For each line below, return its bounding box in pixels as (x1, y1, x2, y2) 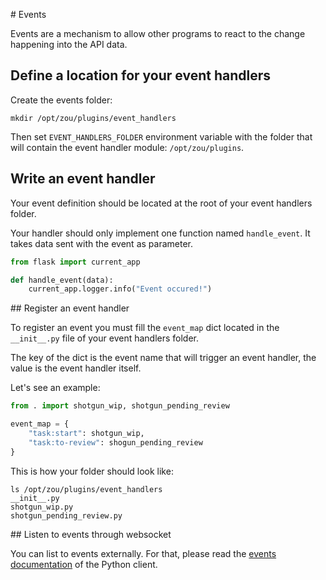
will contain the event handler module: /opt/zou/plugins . (10, 141, 245, 153)
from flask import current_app (10, 257, 141, 267)
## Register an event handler (10, 302, 130, 314)
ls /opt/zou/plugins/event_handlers (10, 484, 163, 494)
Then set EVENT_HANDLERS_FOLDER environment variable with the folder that (10, 130, 313, 143)
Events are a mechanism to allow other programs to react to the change (10, 28, 306, 39)
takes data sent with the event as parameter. (10, 237, 193, 249)
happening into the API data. (10, 39, 128, 50)
